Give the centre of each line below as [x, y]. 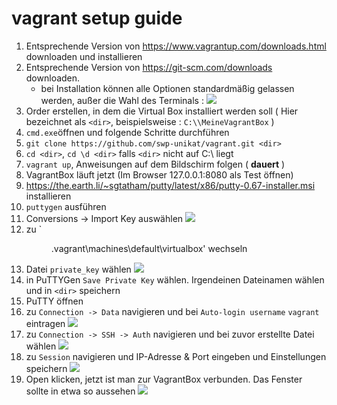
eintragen [45, 323]
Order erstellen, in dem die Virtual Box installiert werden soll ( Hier [162, 111]
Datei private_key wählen [78, 269]
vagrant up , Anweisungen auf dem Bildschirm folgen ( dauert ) [155, 164]
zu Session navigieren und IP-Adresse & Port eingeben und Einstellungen [176, 356]
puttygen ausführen [66, 206]
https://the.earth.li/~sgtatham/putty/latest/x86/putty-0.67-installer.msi [170, 185]
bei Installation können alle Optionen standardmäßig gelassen [167, 88]
